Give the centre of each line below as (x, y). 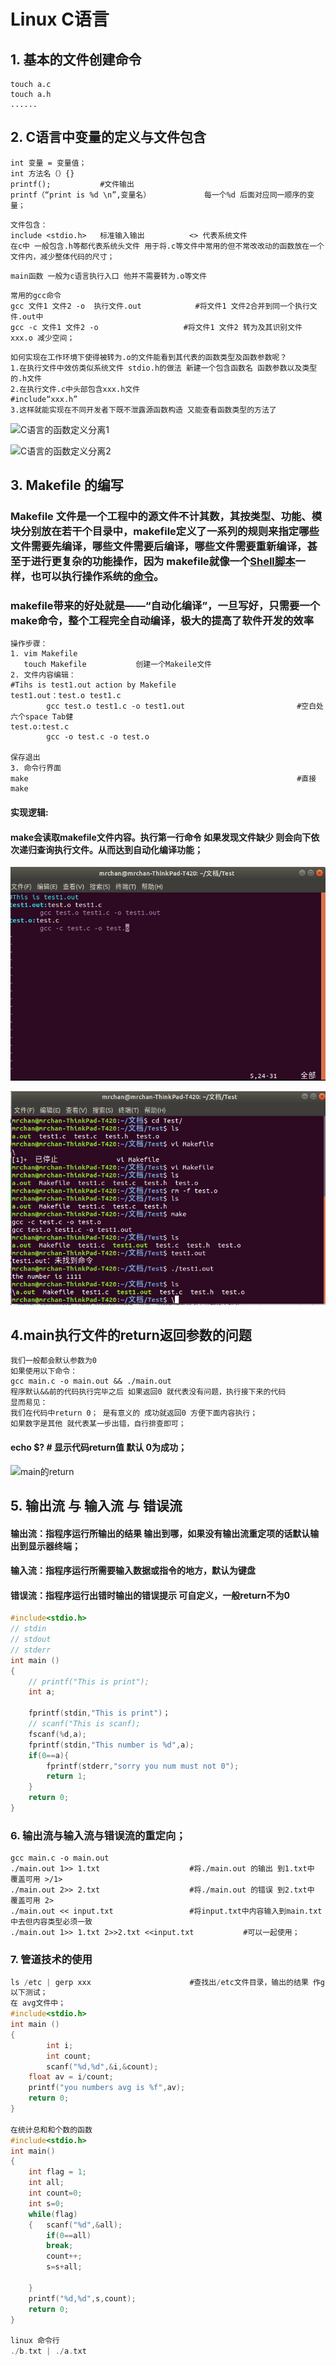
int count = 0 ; (55, 2193)
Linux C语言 (60, 19)
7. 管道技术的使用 (51, 1960)
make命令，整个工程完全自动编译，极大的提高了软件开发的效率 (162, 621)
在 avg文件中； (38, 2003)
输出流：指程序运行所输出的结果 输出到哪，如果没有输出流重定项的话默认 (160, 1533)
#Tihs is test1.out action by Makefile (93, 685)
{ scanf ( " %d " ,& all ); (75, 2225)
